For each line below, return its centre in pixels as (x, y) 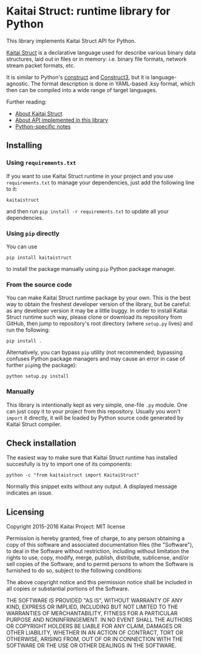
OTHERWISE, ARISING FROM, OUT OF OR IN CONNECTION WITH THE (95, 639)
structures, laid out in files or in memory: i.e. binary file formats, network (96, 59)
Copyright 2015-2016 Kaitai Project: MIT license (66, 527)
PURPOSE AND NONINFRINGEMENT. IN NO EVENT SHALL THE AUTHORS (99, 620)
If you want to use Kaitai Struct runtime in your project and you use (90, 176)
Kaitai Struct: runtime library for (89, 11)
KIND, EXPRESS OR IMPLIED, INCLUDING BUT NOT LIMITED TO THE (92, 607)
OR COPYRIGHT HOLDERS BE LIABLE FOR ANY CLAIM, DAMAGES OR (94, 626)
